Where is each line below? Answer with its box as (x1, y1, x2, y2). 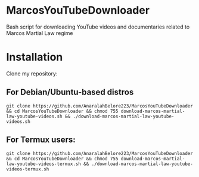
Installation (6, 50, 63, 64)
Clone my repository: (6, 69, 58, 77)
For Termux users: (6, 135, 76, 145)
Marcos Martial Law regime (6, 29, 73, 36)
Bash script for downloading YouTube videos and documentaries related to (6, 23, 190, 30)
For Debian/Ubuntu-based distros (6, 87, 134, 97)
